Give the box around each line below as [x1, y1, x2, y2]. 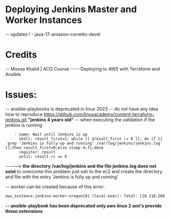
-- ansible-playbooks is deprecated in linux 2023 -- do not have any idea [5, 106, 158, 112]
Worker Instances [5, 14, 82, 26]
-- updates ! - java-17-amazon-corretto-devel [5, 31, 101, 37]
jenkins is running [5, 122, 42, 128]
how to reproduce [5, 111, 43, 117]
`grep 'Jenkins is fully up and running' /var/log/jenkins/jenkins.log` [5, 141, 163, 146]
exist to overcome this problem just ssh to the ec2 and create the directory [5, 168, 162, 174]
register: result [18, 149, 56, 154]
